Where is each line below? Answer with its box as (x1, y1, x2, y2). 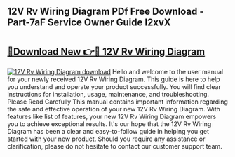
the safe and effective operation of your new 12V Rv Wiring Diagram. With (7, 105, 221, 113)
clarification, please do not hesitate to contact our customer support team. (7, 142, 222, 150)
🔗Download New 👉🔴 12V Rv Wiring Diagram (7, 46, 206, 57)
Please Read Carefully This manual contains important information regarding (7, 97, 228, 106)
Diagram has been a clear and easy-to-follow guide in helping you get (7, 128, 209, 135)
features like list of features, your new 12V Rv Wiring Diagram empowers (7, 112, 217, 121)
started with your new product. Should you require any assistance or (7, 135, 206, 143)
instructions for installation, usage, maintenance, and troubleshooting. (7, 90, 209, 98)
